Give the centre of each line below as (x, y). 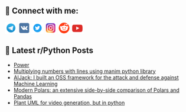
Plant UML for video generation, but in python (69, 103)
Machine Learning (35, 84)
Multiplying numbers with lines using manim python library (85, 71)
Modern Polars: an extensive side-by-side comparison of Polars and (97, 90)
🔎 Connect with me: (42, 11)
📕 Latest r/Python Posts (49, 51)
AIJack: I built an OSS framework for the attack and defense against (96, 77)
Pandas (23, 96)
